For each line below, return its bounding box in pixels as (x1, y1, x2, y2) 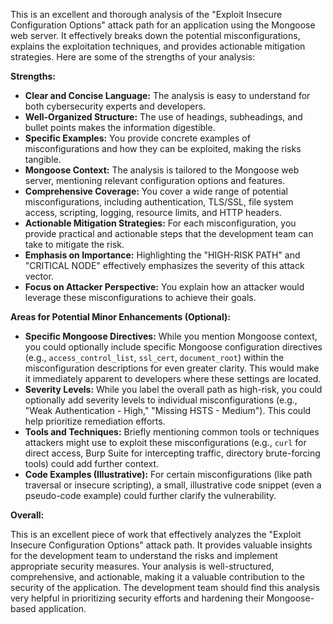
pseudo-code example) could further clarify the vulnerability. (24, 490, 277, 501)
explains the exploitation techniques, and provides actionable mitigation (10, 40, 306, 52)
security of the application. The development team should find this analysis (10, 582, 320, 593)
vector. (24, 270, 54, 282)
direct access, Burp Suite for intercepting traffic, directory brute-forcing (24, 447, 321, 459)
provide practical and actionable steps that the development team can (24, 228, 314, 239)
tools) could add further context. (24, 458, 160, 469)
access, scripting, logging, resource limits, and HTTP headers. (24, 207, 282, 218)
